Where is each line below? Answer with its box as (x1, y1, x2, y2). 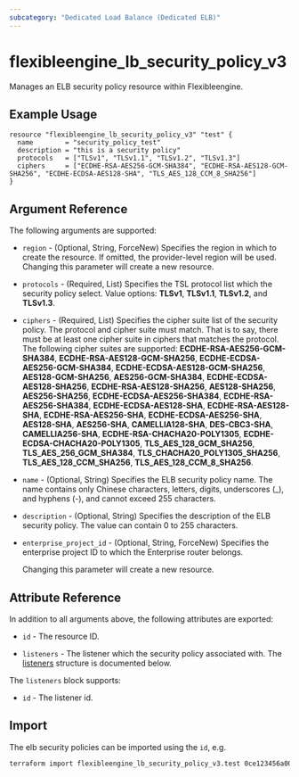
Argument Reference (9, 202, 128, 217)
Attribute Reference (9, 590, 122, 605)
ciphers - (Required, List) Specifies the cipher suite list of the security (21, 315, 279, 326)
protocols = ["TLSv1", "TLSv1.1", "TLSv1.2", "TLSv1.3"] (17, 153, 241, 163)
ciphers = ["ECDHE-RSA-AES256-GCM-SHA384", (17, 161, 198, 170)
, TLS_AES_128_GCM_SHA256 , (140, 438, 255, 449)
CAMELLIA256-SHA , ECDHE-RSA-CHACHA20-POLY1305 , (21, 429, 242, 440)
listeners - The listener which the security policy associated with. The (21, 649, 282, 658)
